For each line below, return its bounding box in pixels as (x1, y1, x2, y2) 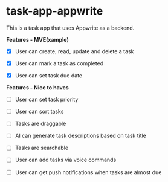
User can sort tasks (15, 108, 64, 115)
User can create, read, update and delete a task (15, 47, 134, 55)
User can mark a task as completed (15, 60, 104, 67)
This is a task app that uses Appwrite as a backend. (6, 24, 135, 31)
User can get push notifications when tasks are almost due (15, 168, 162, 176)
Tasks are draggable (15, 120, 66, 128)
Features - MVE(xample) (6, 36, 69, 43)
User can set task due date (15, 72, 83, 79)
